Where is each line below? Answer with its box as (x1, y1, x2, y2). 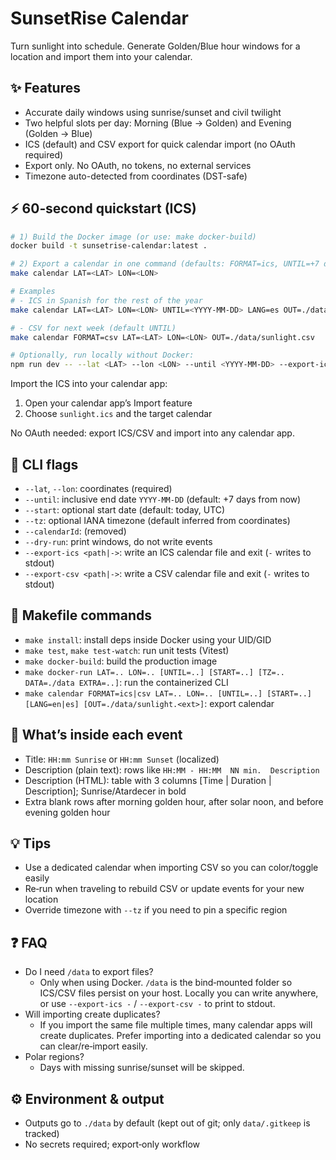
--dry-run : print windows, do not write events (24, 536, 213, 547)
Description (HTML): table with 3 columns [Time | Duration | (24, 774, 272, 786)
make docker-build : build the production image (24, 655, 218, 667)
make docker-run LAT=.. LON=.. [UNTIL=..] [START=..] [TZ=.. (24, 667, 286, 677)
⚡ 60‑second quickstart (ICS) (10, 200, 197, 217)
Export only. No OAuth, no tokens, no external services (24, 159, 252, 171)
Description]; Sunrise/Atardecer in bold (24, 785, 187, 797)
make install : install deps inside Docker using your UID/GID (24, 633, 272, 646)
